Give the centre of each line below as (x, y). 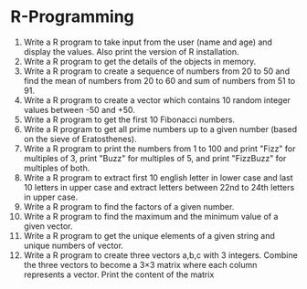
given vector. (48, 226)
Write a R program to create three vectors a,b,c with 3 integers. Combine (160, 255)
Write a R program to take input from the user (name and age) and (148, 42)
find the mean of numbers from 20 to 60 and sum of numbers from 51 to (159, 80)
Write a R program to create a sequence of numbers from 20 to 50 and (157, 71)
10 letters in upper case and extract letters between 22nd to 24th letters (159, 187)
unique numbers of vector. (74, 245)
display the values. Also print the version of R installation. (132, 51)
